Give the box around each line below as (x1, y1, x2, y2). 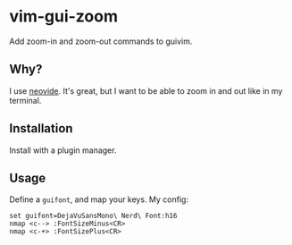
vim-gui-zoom (9, 6, 119, 27)
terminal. (9, 95, 42, 106)
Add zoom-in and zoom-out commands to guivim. (9, 36, 193, 46)
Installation (9, 121, 73, 136)
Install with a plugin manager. (9, 145, 117, 156)
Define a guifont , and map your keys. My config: (9, 194, 189, 205)
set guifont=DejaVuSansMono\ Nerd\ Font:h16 (9, 212, 178, 221)
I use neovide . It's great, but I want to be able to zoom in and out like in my (9, 85, 283, 96)
